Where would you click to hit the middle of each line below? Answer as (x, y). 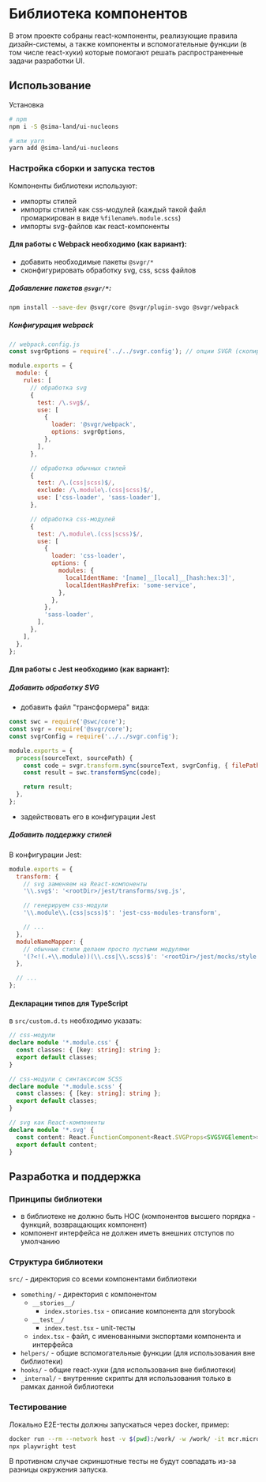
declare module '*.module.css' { (64, 1043)
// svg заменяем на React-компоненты (85, 884)
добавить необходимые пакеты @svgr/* (87, 261)
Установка (26, 104)
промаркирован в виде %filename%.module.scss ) (101, 217)
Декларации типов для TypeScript (69, 1003)
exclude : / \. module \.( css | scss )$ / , (96, 491)
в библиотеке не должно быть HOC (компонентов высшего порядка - (138, 1217)
